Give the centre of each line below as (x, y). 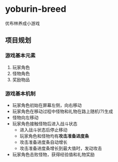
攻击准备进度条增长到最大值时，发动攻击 (61, 148)
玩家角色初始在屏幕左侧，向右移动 (47, 105)
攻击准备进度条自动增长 (43, 142)
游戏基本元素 (20, 56)
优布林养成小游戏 (22, 23)
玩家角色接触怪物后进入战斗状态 (45, 124)
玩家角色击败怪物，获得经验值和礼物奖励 (53, 154)
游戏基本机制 (20, 94)
